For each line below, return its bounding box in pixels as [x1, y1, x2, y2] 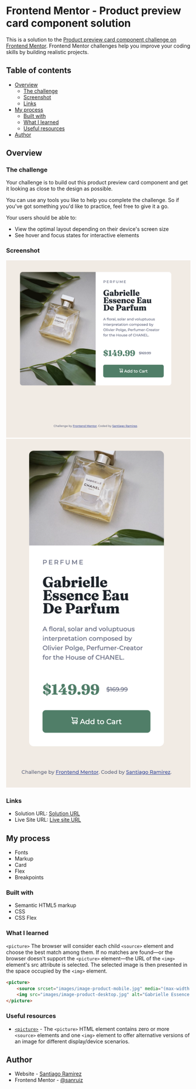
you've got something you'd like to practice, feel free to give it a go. [6, 203, 169, 210]
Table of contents [6, 66, 71, 76]
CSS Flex [14, 915, 37, 922]
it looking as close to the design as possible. [6, 185, 113, 192]
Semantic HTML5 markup [14, 902, 77, 909]
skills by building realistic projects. [6, 48, 89, 55]
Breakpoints [14, 874, 44, 881]
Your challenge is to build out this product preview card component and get [6, 179, 188, 186]
